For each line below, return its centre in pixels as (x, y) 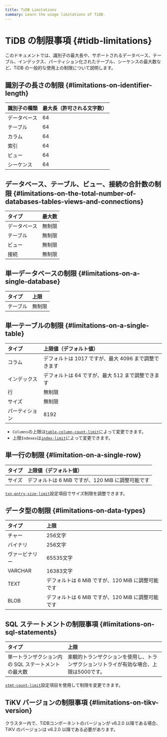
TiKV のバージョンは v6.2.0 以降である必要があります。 (62, 729)
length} (17, 93)
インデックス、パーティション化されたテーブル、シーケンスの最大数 (87, 62)
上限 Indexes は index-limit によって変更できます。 (63, 438)
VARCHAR (20, 571)
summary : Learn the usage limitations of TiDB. (55, 14)
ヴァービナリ (23, 554)
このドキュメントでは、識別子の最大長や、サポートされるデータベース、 (79, 55)
